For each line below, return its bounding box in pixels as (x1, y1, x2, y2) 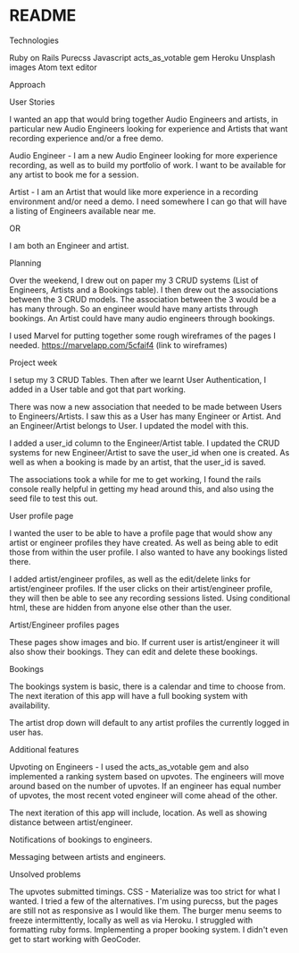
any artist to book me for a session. (9, 169, 139, 180)
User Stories (9, 96, 55, 107)
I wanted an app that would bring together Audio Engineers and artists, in (9, 114, 278, 124)
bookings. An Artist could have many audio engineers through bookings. (9, 312, 275, 323)
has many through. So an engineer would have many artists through (9, 303, 259, 314)
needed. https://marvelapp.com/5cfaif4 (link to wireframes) (9, 339, 228, 350)
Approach (9, 79, 46, 89)
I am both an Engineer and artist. (9, 240, 129, 251)
